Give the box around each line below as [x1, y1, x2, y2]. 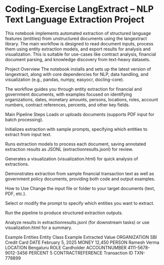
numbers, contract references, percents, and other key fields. [5, 102, 130, 108]
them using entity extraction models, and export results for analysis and [5, 46, 151, 52]
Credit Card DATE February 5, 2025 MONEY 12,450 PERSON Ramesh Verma [5, 239, 160, 245]
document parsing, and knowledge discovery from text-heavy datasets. [5, 56, 151, 62]
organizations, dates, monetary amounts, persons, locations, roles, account [5, 96, 159, 102]
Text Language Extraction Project [5, 14, 144, 25]
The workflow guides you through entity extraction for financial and [5, 86, 142, 92]
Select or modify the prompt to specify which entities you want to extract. [5, 200, 155, 206]
